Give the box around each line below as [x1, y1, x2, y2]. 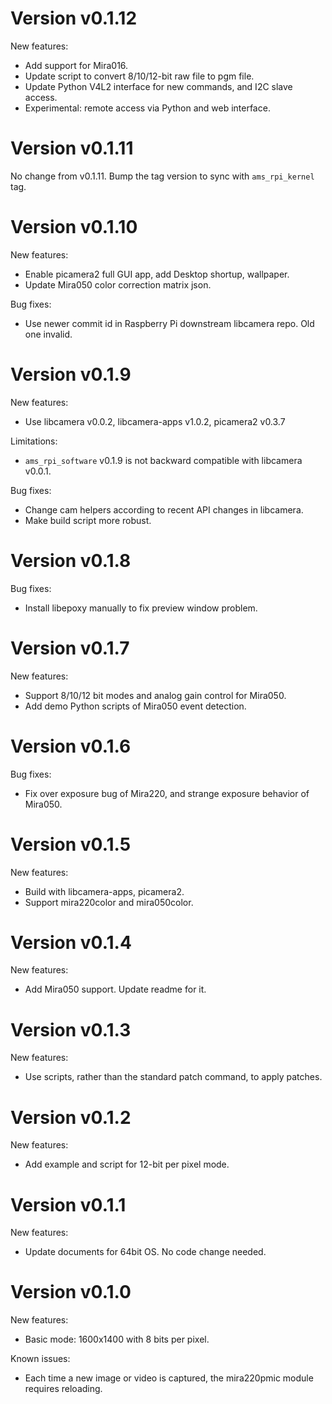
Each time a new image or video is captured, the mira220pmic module [24, 1372, 314, 1384]
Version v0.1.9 [10, 363, 132, 386]
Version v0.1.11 [10, 137, 134, 160]
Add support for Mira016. [24, 59, 129, 71]
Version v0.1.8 [10, 549, 132, 572]
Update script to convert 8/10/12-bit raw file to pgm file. [24, 70, 255, 82]
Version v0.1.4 [10, 931, 132, 954]
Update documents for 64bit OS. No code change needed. [24, 1246, 267, 1258]
